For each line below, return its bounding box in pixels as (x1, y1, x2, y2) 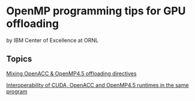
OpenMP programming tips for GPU (6, 4, 186, 18)
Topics (6, 54, 32, 64)
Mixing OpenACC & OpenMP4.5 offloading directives (6, 70, 137, 77)
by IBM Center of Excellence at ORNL (6, 36, 99, 44)
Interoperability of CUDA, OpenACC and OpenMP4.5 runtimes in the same (6, 81, 189, 88)
